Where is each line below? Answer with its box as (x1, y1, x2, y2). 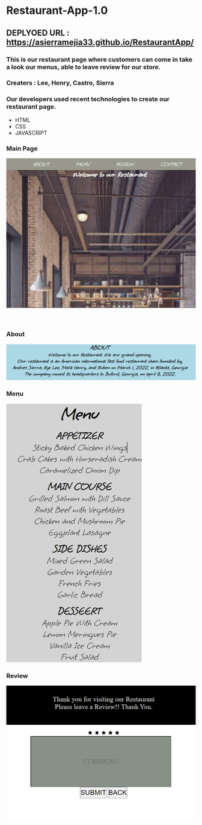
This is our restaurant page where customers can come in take (6, 55, 193, 63)
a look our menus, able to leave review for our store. (6, 63, 161, 71)
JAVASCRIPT (14, 129, 47, 136)
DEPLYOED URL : (6, 28, 70, 38)
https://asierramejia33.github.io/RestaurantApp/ (6, 37, 194, 47)
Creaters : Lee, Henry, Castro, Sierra (6, 79, 114, 88)
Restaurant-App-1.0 (6, 4, 108, 18)
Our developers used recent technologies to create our (6, 95, 170, 103)
